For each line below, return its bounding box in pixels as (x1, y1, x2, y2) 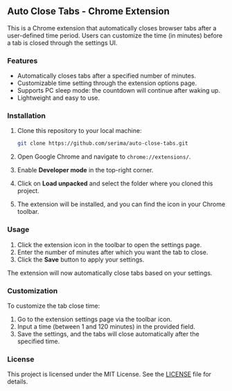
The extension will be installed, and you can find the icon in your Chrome (17, 200, 226, 208)
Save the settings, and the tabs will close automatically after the (17, 329, 199, 338)
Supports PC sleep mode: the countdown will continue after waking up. (17, 87, 220, 95)
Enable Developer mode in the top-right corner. (17, 166, 154, 174)
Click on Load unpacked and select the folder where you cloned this (17, 179, 213, 188)
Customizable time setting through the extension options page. (17, 79, 197, 87)
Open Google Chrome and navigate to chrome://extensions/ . (17, 152, 191, 161)
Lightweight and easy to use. (17, 93, 100, 102)
